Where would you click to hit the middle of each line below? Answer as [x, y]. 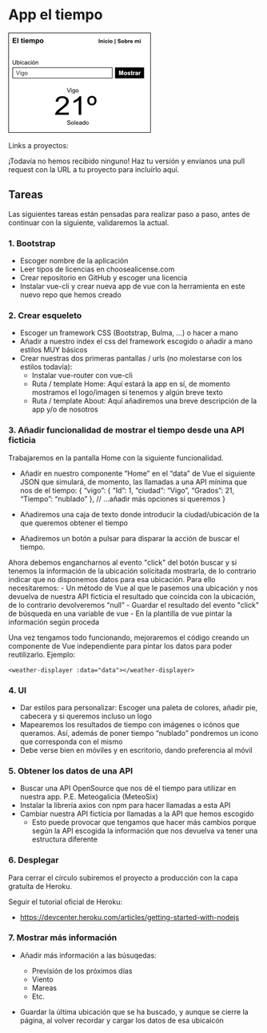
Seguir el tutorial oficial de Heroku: [65, 902]
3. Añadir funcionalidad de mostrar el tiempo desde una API [126, 430]
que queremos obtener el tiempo [74, 523]
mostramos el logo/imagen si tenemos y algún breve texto [128, 392]
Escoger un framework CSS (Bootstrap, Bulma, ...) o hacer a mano [129, 333]
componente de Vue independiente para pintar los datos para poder [120, 645]
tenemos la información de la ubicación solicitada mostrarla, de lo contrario [133, 571]
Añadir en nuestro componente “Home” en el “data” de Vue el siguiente [137, 473]
